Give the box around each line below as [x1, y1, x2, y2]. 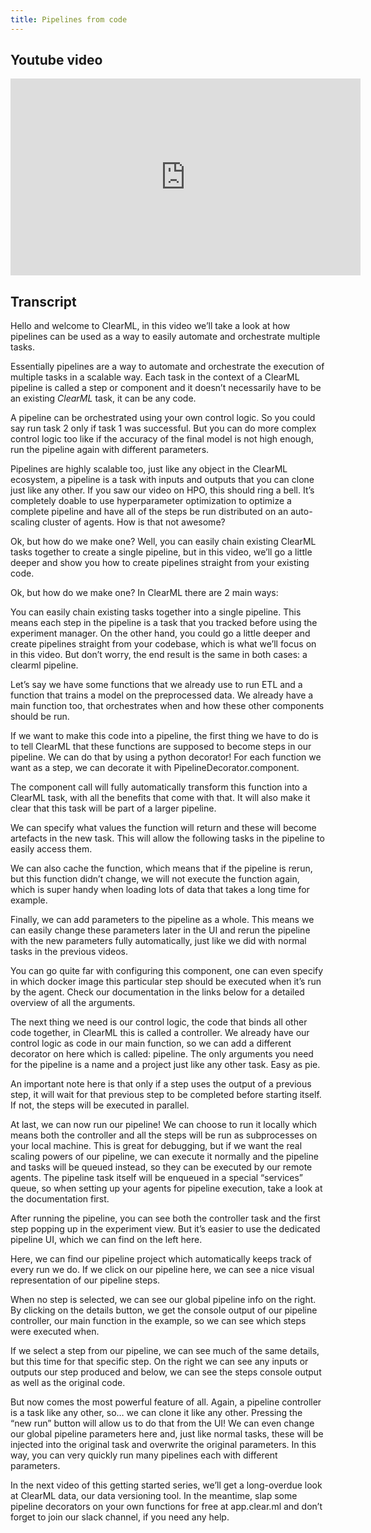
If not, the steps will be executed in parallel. [10, 1099, 190, 1111]
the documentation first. [10, 1193, 110, 1205]
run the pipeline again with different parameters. [10, 444, 210, 456]
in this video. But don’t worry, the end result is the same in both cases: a [10, 649, 308, 661]
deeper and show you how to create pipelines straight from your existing [10, 557, 310, 569]
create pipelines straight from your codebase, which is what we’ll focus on [10, 638, 317, 650]
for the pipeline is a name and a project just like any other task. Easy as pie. [10, 1059, 321, 1071]
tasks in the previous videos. [10, 946, 129, 958]
